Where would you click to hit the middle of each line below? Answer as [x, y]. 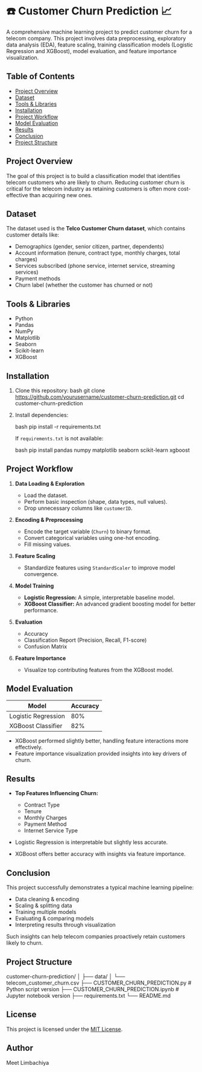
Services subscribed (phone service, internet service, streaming [95, 266]
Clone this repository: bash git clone [60, 390]
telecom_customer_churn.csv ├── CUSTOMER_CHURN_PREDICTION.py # [99, 983]
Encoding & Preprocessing [49, 519]
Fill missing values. [47, 544]
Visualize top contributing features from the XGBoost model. [99, 670]
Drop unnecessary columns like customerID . [78, 508]
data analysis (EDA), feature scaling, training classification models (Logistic [100, 45]
